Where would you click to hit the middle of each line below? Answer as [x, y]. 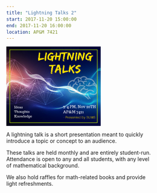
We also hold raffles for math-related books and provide [76, 177]
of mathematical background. [43, 166]
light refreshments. [30, 184]
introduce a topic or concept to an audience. [62, 141]
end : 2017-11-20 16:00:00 [39, 25]
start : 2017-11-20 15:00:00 [42, 19]
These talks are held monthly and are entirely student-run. [78, 153]
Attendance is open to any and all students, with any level [78, 159]
